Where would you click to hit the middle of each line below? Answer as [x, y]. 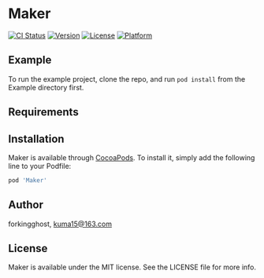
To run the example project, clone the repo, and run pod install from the [127, 79]
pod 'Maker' [28, 180]
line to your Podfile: [40, 166]
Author [26, 205]
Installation [36, 139]
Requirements [43, 112]
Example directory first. [46, 87]
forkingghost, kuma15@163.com [60, 224]
